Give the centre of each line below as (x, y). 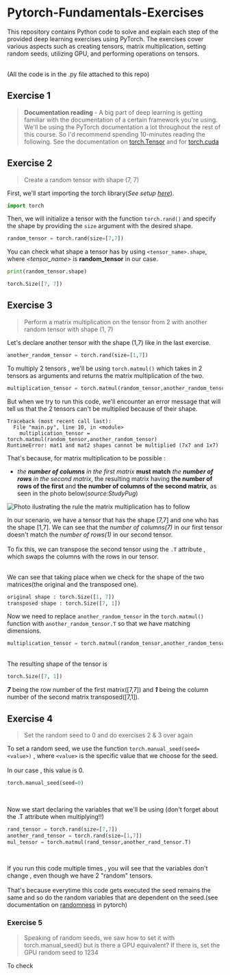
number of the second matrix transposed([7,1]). (73, 697)
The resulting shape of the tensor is (57, 664)
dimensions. (24, 631)
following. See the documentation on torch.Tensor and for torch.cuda (121, 142)
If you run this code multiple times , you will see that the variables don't (107, 868)
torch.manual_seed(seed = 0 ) (46, 783)
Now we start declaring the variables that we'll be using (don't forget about (113, 809)
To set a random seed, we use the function (67, 748)
